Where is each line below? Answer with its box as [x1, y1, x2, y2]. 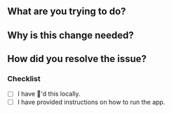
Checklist [7, 74, 41, 84]
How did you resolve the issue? [7, 53, 147, 65]
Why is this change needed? [7, 29, 135, 41]
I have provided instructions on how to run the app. [17, 98, 166, 106]
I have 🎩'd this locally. [17, 90, 81, 98]
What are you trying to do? [7, 6, 126, 17]
